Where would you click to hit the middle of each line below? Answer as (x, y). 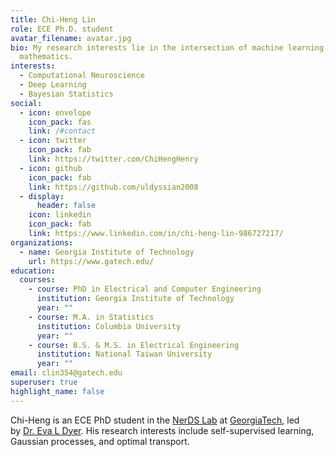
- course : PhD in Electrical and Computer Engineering (145, 289)
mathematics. (46, 57)
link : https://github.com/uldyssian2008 (113, 187)
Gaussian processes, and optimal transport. (100, 441)
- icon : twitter (53, 141)
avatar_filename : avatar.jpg (71, 38)
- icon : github (51, 168)
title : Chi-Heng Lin (53, 19)
